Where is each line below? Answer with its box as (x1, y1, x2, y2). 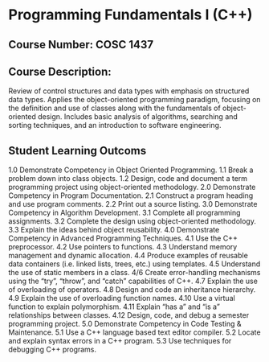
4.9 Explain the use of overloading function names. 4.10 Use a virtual (8, 294, 235, 303)
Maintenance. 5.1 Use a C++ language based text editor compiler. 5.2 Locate (8, 327, 261, 337)
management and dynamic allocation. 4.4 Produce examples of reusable (8, 251, 249, 261)
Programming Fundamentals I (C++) (8, 6, 253, 24)
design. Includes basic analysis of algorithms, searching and (37, 112, 238, 121)
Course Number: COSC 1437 (8, 38, 154, 51)
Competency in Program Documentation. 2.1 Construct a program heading (8, 191, 254, 200)
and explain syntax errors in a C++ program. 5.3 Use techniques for (8, 336, 232, 346)
